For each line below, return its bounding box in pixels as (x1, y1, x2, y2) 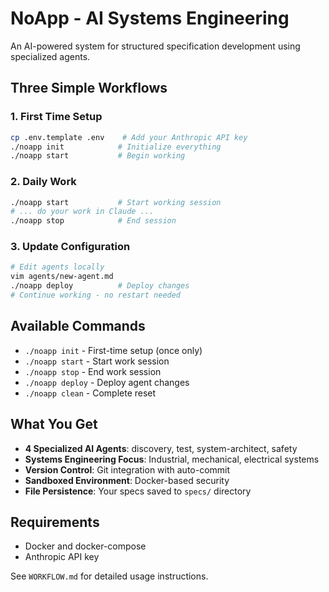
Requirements (10, 513, 100, 531)
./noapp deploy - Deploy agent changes (24, 376, 190, 388)
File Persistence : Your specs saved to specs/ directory (24, 485, 252, 497)
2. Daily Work (10, 175, 77, 189)
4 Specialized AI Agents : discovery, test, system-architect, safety (24, 442, 298, 454)
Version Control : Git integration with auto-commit (24, 463, 231, 476)
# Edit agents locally (10, 262, 105, 272)
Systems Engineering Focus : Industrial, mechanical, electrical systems (24, 453, 320, 465)
